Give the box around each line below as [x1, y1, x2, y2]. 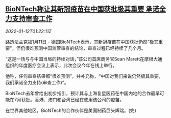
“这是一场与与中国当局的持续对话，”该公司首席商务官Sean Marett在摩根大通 [5, 55, 162, 62]
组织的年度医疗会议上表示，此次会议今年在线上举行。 [5, 62, 117, 68]
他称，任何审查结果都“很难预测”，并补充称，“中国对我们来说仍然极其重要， [5, 73, 163, 79]
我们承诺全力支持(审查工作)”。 [5, 79, 69, 85]
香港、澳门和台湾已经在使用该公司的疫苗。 [34, 96, 124, 103]
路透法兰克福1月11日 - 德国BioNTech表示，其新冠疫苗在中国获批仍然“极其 [5, 39, 159, 45]
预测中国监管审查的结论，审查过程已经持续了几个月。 [34, 45, 146, 51]
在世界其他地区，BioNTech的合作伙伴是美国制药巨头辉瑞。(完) [5, 107, 137, 113]
